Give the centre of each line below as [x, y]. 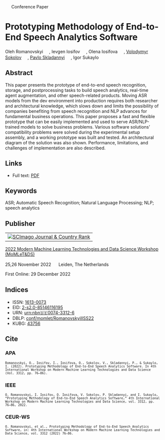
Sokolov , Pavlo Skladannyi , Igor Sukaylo [52, 57]
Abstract [19, 73]
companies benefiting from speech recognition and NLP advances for [76, 111]
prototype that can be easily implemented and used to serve [66, 122]
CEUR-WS [18, 417]
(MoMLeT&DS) [20, 254]
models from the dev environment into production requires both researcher [82, 100]
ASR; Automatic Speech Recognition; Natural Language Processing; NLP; [80, 203]
